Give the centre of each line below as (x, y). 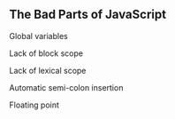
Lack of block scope (46, 53)
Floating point (34, 105)
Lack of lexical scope (48, 70)
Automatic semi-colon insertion (66, 87)
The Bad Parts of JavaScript (87, 15)
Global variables (38, 36)
